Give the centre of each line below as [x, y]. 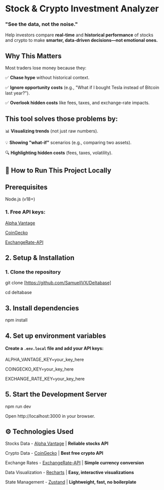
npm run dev [18, 406]
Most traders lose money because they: [46, 68]
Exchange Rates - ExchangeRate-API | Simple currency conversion [75, 463]
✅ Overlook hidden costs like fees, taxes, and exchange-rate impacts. [78, 103]
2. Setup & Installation [40, 258]
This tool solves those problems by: [62, 119]
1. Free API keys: [25, 212]
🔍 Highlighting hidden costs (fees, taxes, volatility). [59, 153]
